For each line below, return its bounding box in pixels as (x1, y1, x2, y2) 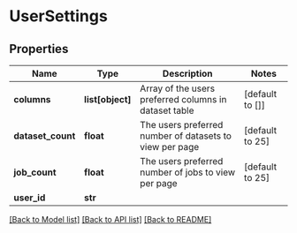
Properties (9, 41, 69, 56)
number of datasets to (140, 130, 232, 142)
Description (162, 68, 214, 79)
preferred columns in (140, 94, 227, 105)
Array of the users (140, 82, 215, 94)
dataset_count (13, 130, 76, 142)
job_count (13, 166, 57, 178)
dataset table (140, 104, 194, 116)
